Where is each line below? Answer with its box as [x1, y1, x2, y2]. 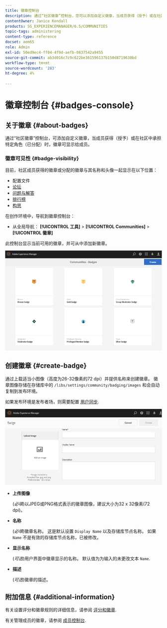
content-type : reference [5, 34, 57, 39]
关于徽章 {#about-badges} [5, 121, 88, 129]
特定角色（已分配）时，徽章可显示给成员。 [5, 142, 92, 147]
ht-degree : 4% [5, 71, 35, 76]
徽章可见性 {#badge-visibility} [5, 155, 80, 161]
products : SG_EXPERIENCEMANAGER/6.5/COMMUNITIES [5, 24, 108, 29]
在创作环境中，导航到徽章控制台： [5, 213, 75, 219]
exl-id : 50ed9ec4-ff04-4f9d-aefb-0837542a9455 [5, 50, 103, 55]
